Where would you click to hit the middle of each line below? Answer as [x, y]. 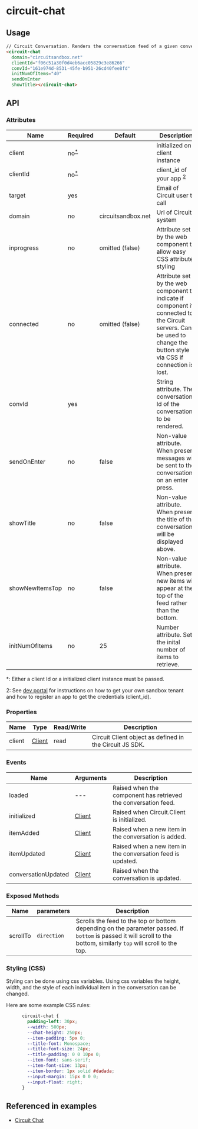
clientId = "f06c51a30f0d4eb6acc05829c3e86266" [68, 63]
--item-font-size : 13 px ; [58, 1066]
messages [171, 458]
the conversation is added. [150, 837]
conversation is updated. [147, 878]
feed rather [172, 603]
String [165, 382]
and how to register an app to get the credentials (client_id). [79, 697]
